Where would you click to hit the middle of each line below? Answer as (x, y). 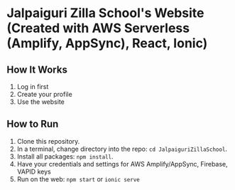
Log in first (33, 86)
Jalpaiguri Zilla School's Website (105, 13)
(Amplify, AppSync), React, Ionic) (107, 43)
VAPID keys (34, 171)
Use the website (40, 102)
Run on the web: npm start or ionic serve (78, 179)
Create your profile (44, 94)
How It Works (37, 69)
